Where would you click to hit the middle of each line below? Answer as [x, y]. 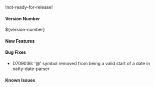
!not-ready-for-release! [29, 7]
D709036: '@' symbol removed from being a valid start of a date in [81, 63]
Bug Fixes [16, 52]
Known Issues [20, 80]
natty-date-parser [31, 69]
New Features [20, 41]
